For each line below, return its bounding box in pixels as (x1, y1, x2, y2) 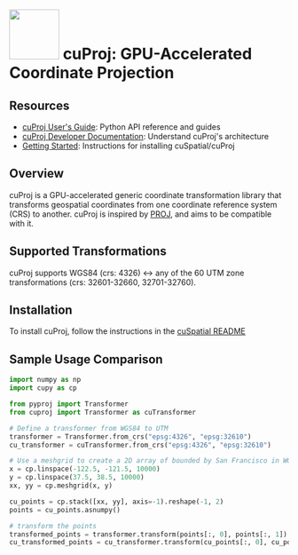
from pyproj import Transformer (9, 400, 129, 408)
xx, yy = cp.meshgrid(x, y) (9, 481, 114, 490)
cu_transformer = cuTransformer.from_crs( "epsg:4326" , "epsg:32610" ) (9, 440, 272, 449)
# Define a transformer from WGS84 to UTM (9, 424, 169, 432)
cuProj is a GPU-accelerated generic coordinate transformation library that (9, 189, 282, 200)
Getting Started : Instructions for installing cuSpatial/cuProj (21, 140, 235, 151)
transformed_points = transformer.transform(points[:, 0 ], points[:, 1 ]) (9, 529, 288, 539)
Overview (9, 166, 65, 181)
